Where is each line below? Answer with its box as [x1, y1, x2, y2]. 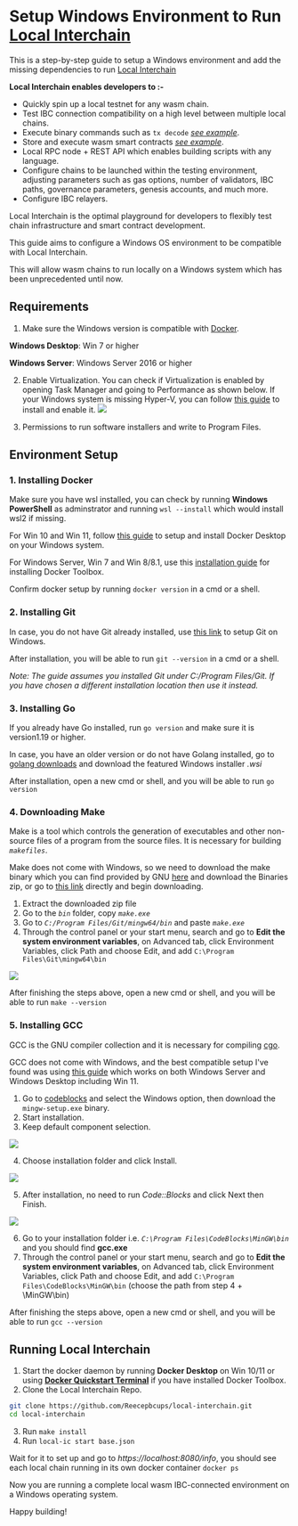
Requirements [9, 299, 89, 314]
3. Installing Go [9, 702, 76, 714]
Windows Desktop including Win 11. [9, 1075, 140, 1086]
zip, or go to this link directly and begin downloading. [9, 881, 204, 892]
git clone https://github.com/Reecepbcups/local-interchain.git [9, 1401, 253, 1411]
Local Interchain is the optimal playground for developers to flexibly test [9, 210, 272, 221]
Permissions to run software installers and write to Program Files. [21, 421, 262, 432]
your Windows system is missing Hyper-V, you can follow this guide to [21, 394, 280, 404]
